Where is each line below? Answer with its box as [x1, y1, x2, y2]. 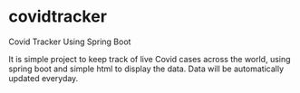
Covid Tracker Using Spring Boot [8, 36, 131, 47]
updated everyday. [8, 72, 79, 83]
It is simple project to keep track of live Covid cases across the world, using [8, 53, 291, 64]
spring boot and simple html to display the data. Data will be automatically [8, 63, 285, 74]
